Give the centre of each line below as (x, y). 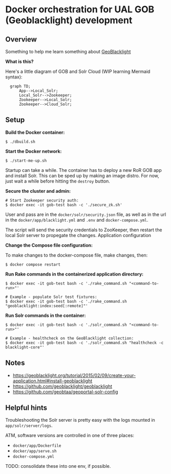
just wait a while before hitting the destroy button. (58, 181)
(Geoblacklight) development (69, 20)
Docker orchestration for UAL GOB (80, 9)
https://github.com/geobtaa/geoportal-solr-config (65, 391)
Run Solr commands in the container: (46, 315)
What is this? (20, 62)
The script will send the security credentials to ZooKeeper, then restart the (84, 230)
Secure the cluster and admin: (38, 191)
